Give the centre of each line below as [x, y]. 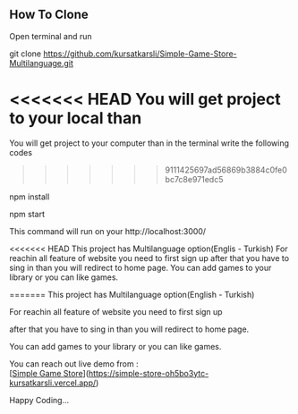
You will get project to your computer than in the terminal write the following [149, 143]
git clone [26, 54]
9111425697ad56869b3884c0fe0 [226, 170]
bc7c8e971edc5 [194, 179]
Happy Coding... [39, 400]
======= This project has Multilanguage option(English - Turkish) [132, 294]
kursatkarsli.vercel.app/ [53, 383]
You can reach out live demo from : [74, 363]
